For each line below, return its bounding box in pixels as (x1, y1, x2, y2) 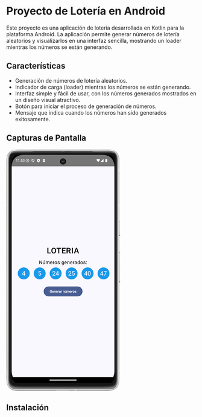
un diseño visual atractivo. (14, 96, 81, 103)
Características (6, 61, 66, 71)
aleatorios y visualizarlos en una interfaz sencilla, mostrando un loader (6, 37, 182, 44)
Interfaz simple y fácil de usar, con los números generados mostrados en (14, 89, 197, 97)
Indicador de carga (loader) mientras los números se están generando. (14, 83, 191, 91)
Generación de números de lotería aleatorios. (14, 77, 128, 84)
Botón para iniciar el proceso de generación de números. (14, 103, 157, 110)
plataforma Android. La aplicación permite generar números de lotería (6, 30, 180, 37)
